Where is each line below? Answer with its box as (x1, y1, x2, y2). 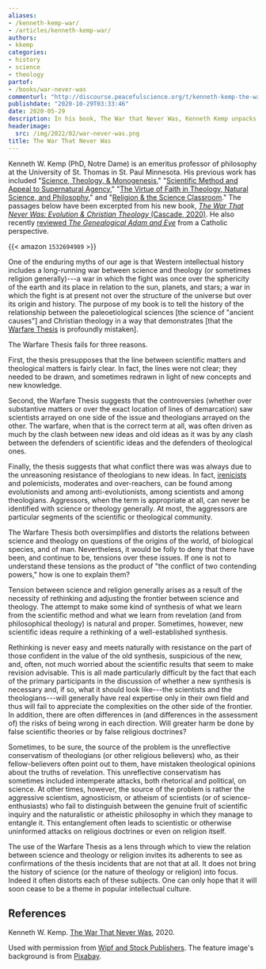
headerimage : (8, 122, 51, 130)
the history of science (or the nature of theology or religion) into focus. (8, 867, 239, 876)
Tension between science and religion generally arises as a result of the (8, 584, 243, 595)
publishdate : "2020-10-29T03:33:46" (8, 100, 129, 108)
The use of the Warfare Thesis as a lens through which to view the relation (8, 841, 251, 851)
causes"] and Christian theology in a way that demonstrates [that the (8, 316, 234, 325)
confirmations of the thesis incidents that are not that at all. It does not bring (8, 858, 256, 868)
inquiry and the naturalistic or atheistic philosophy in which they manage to (8, 810, 253, 819)
